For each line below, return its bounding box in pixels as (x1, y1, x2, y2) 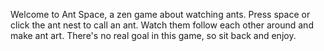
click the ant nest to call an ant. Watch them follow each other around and (10, 19, 314, 31)
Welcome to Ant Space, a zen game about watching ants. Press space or (10, 9, 311, 20)
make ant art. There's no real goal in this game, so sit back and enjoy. (10, 30, 297, 41)
